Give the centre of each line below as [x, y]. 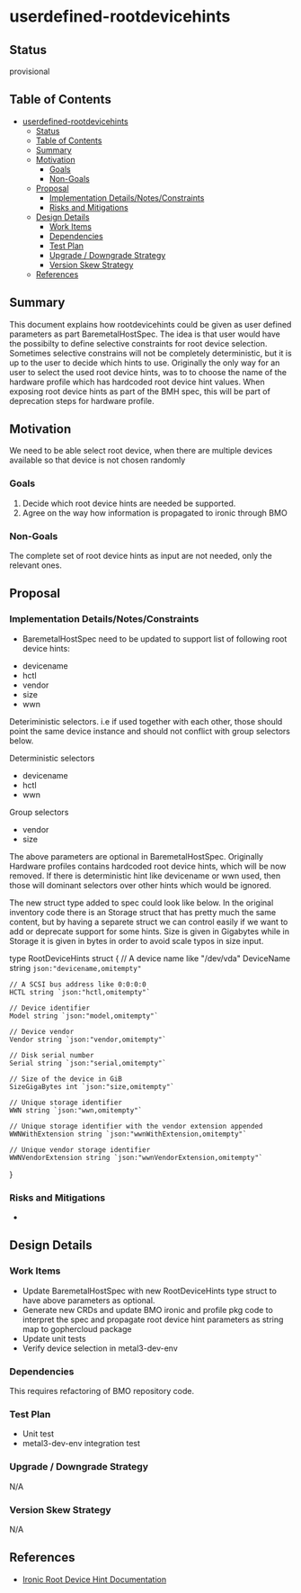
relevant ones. [36, 565]
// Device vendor [42, 1031]
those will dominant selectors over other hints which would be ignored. [141, 885]
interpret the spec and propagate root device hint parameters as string [153, 1319]
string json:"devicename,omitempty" [75, 967]
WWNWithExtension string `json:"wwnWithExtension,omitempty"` [128, 1134]
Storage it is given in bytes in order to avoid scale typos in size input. [137, 940]
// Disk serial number [52, 1055]
